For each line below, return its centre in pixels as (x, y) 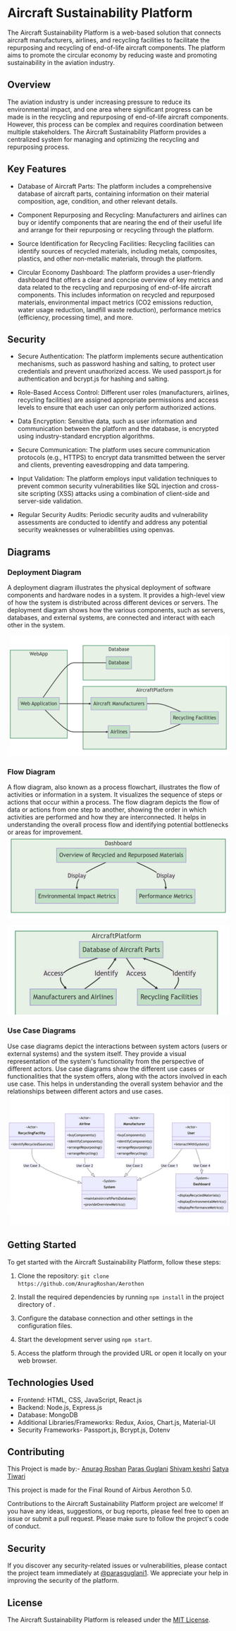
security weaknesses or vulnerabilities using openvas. (96, 530)
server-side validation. (50, 501)
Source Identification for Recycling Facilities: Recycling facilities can (116, 243)
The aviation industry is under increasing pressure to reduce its (99, 102)
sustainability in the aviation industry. (61, 62)
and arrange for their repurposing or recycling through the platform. (116, 230)
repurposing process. (39, 147)
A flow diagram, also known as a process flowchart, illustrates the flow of (114, 787)
